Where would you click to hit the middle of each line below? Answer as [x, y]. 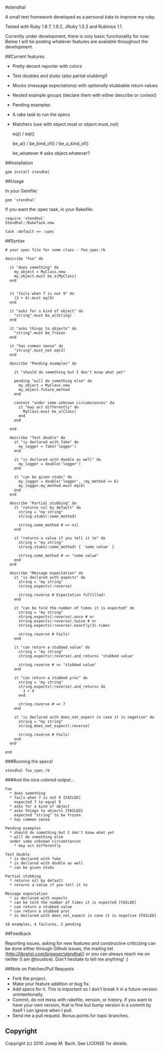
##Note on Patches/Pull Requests [40, 969]
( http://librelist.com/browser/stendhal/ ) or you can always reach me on [78, 954]
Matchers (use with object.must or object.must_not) [65, 124]
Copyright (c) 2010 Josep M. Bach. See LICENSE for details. [67, 1043]
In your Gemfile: [22, 191]
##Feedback [18, 933]
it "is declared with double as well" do [57, 460]
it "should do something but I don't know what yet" [70, 372]
